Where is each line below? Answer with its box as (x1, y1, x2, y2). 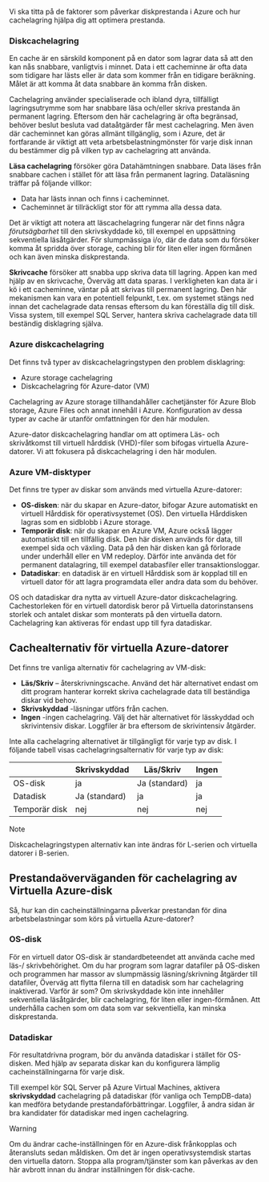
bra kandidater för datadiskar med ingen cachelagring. (9, 1108, 189, 1118)
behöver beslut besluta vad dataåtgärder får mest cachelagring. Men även (9, 120, 255, 130)
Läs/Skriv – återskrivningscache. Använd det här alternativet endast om (20, 678, 259, 688)
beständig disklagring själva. (9, 319, 103, 328)
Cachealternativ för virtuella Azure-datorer (9, 641, 229, 655)
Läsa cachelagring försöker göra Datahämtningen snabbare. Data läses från (9, 161, 262, 171)
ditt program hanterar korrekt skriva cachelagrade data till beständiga (20, 686, 251, 697)
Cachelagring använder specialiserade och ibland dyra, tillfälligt (9, 95, 219, 104)
